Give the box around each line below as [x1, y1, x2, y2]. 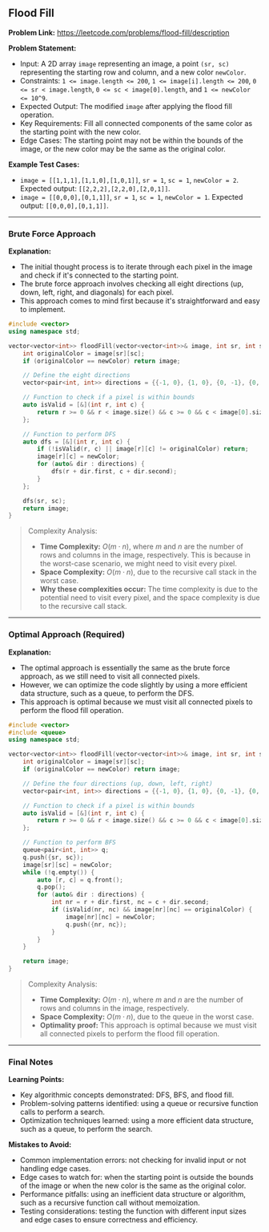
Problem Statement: [8, 43, 77, 53]
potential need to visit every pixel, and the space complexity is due [39, 593, 260, 602]
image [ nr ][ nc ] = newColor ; [65, 913, 156, 921]
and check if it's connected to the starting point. [19, 270, 179, 280]
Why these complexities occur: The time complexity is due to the [39, 585, 259, 594]
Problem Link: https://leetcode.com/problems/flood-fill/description [8, 27, 230, 37]
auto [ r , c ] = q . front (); [37, 876, 124, 884]
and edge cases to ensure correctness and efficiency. [19, 1215, 199, 1225]
